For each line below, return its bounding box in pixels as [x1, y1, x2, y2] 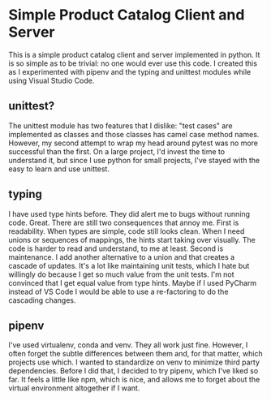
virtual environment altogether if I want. [8, 383, 140, 393]
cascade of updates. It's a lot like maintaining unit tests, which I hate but [8, 261, 250, 270]
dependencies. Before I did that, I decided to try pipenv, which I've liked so [8, 366, 259, 376]
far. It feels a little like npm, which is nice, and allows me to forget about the [8, 375, 260, 385]
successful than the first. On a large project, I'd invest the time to [8, 146, 226, 156]
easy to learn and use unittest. [8, 164, 110, 174]
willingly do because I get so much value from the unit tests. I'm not [8, 269, 234, 279]
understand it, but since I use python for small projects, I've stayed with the [8, 155, 260, 165]
